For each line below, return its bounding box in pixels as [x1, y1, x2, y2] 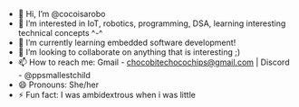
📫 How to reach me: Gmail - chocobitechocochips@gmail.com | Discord [17, 57, 290, 67]
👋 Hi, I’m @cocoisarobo [17, 9, 106, 19]
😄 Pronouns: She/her [17, 79, 100, 90]
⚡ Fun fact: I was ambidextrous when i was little [17, 90, 197, 100]
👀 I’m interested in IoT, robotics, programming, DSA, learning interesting [17, 18, 286, 29]
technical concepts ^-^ [17, 28, 103, 38]
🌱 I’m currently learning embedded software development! [17, 37, 236, 48]
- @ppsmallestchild [17, 70, 91, 80]
